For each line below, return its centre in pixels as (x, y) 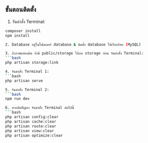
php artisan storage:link (32, 63)
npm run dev (17, 99)
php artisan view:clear (30, 131)
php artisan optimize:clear (34, 135)
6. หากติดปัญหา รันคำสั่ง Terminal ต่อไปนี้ (40, 108)
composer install (23, 31)
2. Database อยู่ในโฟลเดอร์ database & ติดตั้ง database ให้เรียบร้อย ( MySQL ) (73, 45)
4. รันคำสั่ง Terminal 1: (27, 72)
